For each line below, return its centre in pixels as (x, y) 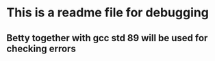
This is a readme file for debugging (108, 13)
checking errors (41, 48)
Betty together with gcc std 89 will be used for (107, 38)
